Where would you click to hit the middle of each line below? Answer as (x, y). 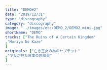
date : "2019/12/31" (25, 14)
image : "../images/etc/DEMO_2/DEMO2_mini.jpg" (54, 28)
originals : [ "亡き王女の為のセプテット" (43, 51)
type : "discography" (26, 19)
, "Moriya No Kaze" (24, 42)
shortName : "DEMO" (24, 33)
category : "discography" (31, 23)
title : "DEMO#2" (22, 10)
